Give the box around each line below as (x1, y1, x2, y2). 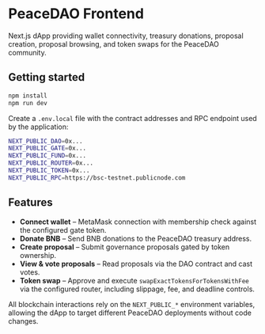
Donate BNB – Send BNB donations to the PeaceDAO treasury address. (19, 233, 252, 243)
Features (8, 195, 53, 210)
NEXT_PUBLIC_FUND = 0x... (8, 152, 87, 160)
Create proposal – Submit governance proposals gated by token (19, 242, 230, 252)
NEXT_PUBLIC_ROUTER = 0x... (8, 159, 93, 167)
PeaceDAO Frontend (8, 5, 145, 23)
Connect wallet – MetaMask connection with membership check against (19, 217, 257, 226)
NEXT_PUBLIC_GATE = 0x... (8, 144, 87, 153)
